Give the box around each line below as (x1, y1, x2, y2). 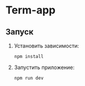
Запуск (5, 27, 34, 37)
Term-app (5, 4, 55, 17)
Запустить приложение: (14, 64, 75, 71)
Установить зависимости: (14, 42, 79, 49)
